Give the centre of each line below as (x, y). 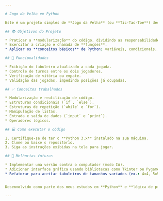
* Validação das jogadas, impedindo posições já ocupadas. (66, 80)
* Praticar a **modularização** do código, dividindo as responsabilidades (83, 40)
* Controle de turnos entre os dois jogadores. (54, 71)
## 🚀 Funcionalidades (27, 58)
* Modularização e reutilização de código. (50, 98)
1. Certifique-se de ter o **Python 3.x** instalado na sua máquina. (77, 138)
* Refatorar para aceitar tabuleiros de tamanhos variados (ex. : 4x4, (78, 174)
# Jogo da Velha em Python (32, 14)
